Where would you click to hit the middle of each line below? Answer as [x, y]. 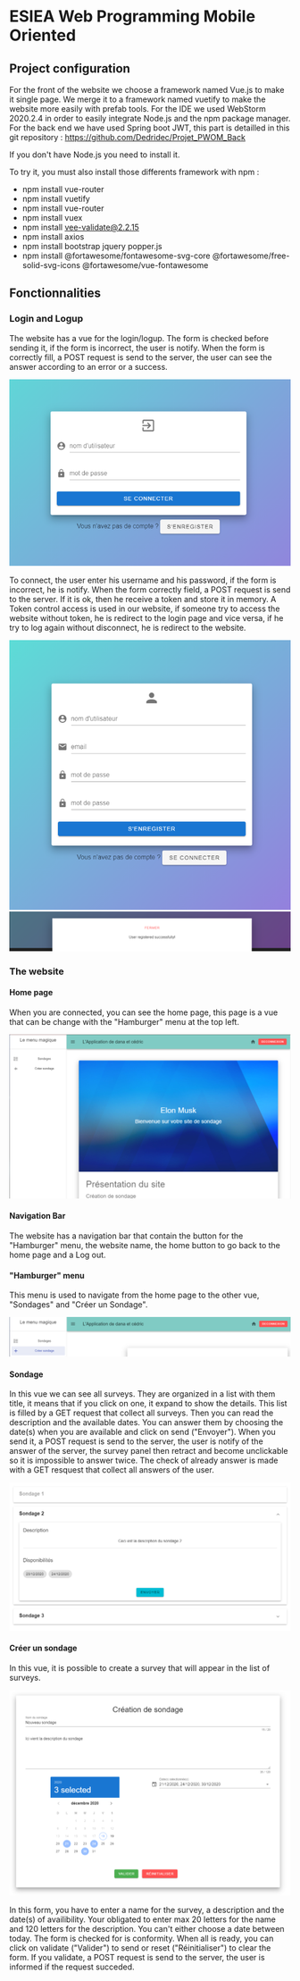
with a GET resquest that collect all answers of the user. [112, 1470]
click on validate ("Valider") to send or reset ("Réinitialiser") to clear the [140, 1948]
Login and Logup [46, 319]
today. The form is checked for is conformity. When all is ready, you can [142, 1939]
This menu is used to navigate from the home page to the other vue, [134, 1295]
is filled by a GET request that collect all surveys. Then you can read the [142, 1413]
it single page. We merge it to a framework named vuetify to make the [137, 99]
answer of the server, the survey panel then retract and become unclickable [149, 1451]
